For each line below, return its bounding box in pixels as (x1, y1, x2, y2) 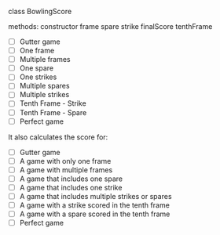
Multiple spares (19, 81, 70, 91)
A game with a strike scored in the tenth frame (19, 201, 170, 210)
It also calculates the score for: (8, 132, 108, 142)
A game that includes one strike (19, 183, 123, 192)
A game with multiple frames (19, 164, 113, 175)
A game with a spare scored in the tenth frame (19, 209, 170, 219)
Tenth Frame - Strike (19, 99, 86, 108)
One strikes (19, 72, 57, 81)
